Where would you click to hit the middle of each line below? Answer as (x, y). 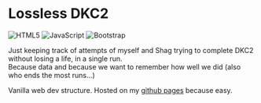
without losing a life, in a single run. (66, 59)
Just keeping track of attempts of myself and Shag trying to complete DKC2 (131, 50)
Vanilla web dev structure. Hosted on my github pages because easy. (121, 90)
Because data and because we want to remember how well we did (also (125, 66)
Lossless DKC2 (59, 14)
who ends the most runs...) (52, 75)
